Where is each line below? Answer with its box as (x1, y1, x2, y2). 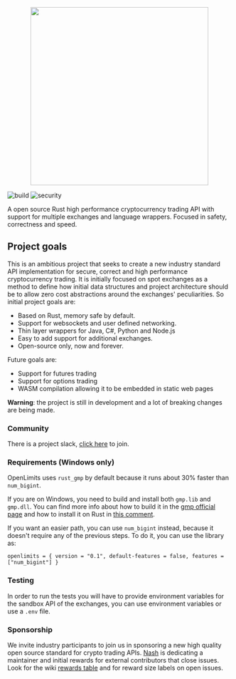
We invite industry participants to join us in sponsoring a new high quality (7, 641, 222, 649)
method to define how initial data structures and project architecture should (7, 282, 229, 291)
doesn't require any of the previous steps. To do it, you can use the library (7, 532, 225, 540)
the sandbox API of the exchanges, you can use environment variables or (7, 599, 222, 608)
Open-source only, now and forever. (17, 341, 124, 350)
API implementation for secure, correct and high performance (7, 267, 188, 276)
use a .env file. (7, 606, 51, 616)
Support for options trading (17, 376, 98, 385)
